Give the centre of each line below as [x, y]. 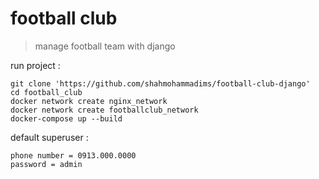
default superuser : [49, 137]
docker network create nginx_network [89, 101]
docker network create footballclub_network [104, 110]
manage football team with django [105, 46]
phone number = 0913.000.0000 [73, 155]
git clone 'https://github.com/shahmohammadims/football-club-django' [160, 83]
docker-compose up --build [66, 118]
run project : [35, 65]
